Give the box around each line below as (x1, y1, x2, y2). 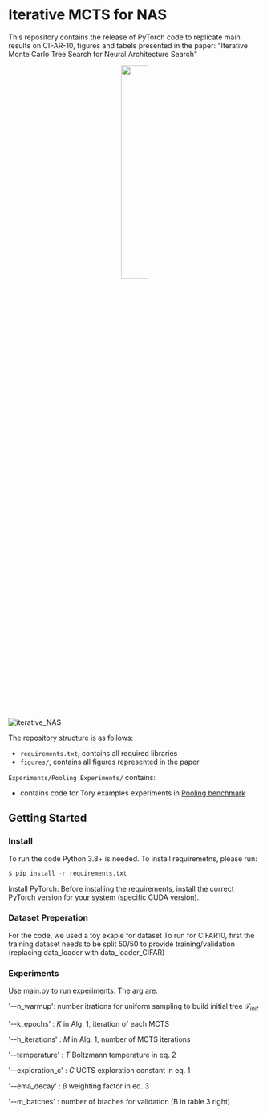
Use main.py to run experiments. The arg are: (8, 986, 158, 996)
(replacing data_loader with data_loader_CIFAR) (8, 947, 165, 957)
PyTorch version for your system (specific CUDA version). (8, 892, 200, 902)
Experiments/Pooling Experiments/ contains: (8, 772, 156, 782)
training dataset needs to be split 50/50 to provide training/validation (8, 939, 235, 949)
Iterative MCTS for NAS (8, 6, 167, 24)
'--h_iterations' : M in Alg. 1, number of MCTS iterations (8, 1034, 191, 1044)
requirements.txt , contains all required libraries (19, 748, 178, 758)
